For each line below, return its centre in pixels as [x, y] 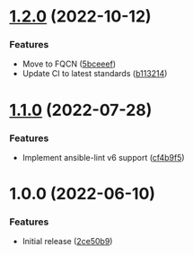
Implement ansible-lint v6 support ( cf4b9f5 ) [104, 157]
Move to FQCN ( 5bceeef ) [69, 64]
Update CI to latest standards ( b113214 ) [95, 74]
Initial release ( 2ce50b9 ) [67, 242]
